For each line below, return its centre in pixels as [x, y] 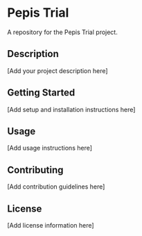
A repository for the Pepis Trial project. [62, 32]
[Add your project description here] [58, 70]
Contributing [35, 170]
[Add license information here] [51, 225]
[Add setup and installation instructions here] [71, 109]
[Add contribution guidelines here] [56, 187]
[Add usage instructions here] [50, 148]
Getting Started [41, 93]
